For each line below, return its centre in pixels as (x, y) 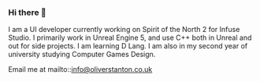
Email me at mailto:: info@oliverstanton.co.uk (80, 70)
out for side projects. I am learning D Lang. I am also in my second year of (128, 46)
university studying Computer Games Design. (82, 55)
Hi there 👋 (28, 12)
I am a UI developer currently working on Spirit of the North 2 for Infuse (124, 30)
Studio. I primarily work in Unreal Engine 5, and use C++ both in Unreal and (130, 37)
